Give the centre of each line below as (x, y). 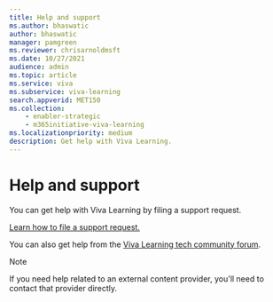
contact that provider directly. (63, 288)
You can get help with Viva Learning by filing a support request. (125, 210)
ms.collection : (37, 108)
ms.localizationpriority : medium (71, 133)
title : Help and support (55, 17)
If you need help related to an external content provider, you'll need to (136, 278)
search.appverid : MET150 (55, 100)
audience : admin (39, 68)
